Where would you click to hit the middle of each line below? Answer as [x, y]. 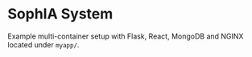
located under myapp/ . [43, 44]
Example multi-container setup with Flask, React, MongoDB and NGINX [126, 36]
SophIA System [60, 14]
